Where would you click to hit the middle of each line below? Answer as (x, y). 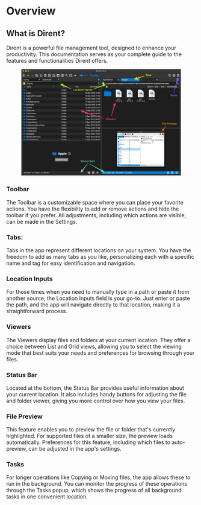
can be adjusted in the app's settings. (75, 449)
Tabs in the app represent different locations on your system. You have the (99, 250)
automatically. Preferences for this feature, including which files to (88, 442)
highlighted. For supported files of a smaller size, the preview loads (90, 436)
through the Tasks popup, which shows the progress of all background (94, 491)
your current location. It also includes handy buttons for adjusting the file (96, 394)
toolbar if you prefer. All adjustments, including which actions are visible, (96, 215)
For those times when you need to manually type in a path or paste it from (98, 292)
